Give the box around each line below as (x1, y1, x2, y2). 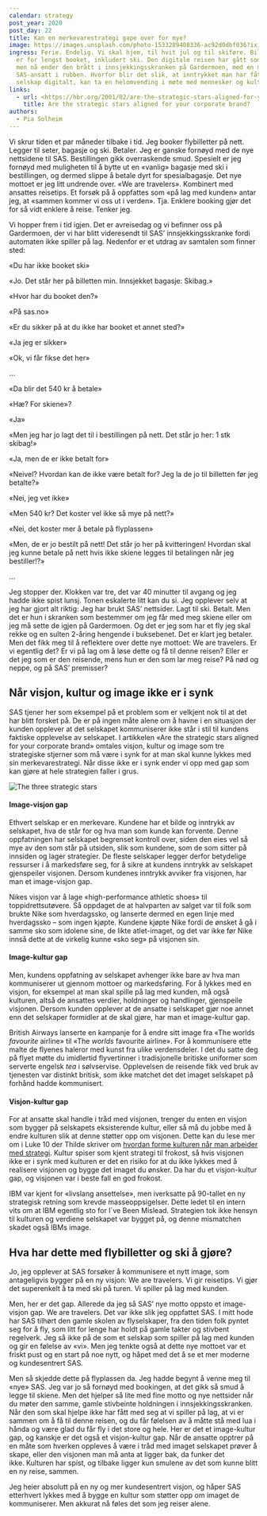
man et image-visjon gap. (9, 876, 93, 886)
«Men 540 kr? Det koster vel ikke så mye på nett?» (9, 508, 175, 518)
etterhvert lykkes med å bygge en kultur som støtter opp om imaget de (9, 1491, 240, 1500)
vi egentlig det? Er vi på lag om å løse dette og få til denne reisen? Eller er (9, 646, 249, 656)
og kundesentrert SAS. (9, 1359, 84, 1368)
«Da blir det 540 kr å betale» (9, 383, 102, 394)
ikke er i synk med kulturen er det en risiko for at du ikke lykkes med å (9, 1157, 238, 1166)
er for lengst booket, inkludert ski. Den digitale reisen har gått (16, 56, 247, 64)
